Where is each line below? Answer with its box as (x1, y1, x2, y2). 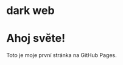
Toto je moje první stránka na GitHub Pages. (6, 52, 117, 59)
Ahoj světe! (6, 32, 66, 46)
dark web (6, 4, 55, 18)
